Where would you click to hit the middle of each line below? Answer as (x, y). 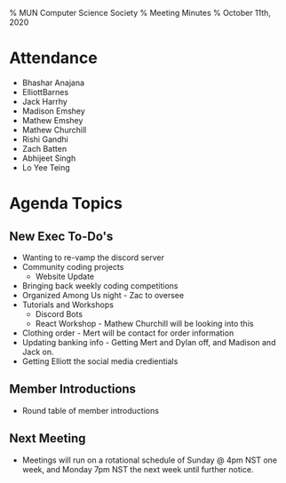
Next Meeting (48, 439)
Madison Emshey (54, 111)
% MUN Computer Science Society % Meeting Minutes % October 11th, (140, 13)
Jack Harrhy (45, 101)
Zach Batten (44, 148)
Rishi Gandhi (45, 139)
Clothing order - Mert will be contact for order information (128, 333)
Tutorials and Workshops (68, 305)
